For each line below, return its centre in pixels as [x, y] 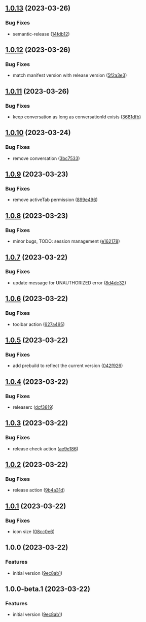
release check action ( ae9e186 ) [45, 448]
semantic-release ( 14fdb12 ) [41, 34]
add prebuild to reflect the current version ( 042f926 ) [68, 366]
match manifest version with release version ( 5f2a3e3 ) [70, 75]
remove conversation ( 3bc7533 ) [46, 158]
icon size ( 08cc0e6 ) [33, 531]
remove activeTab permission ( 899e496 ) [55, 200]
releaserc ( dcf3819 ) [33, 407]
